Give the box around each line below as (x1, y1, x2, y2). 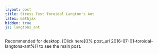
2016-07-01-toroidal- (111, 38, 153, 44)
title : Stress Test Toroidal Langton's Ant (5, 12, 95, 16)
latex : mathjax (5, 16, 36, 21)
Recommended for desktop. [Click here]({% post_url (5, 38, 110, 44)
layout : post (5, 7, 32, 12)
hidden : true (5, 20, 32, 26)
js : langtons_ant (5, 25, 40, 30)
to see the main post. (39, 43, 82, 49)
